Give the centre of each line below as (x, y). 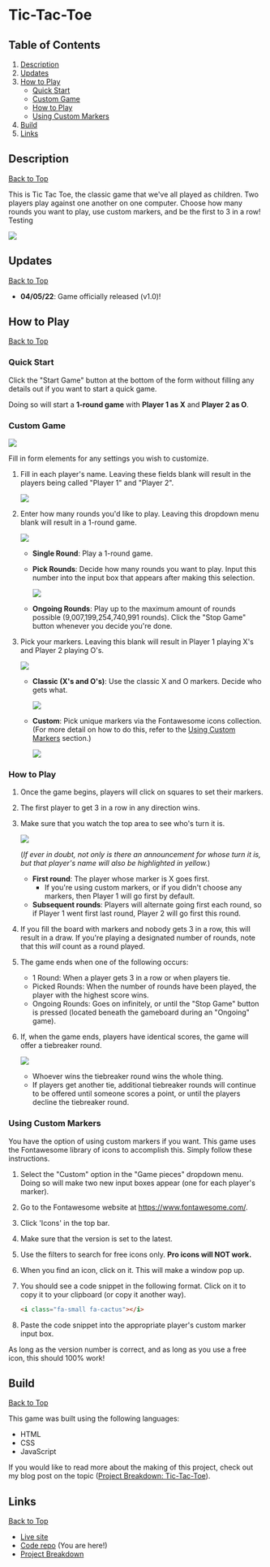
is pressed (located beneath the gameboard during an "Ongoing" (141, 1012)
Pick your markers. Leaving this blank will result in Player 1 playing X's (137, 642)
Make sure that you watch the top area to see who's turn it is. (122, 824)
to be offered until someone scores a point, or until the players (136, 1093)
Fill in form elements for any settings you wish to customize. (109, 459)
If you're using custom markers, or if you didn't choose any (143, 888)
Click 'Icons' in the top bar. (65, 1223)
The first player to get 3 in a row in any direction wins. (110, 808)
